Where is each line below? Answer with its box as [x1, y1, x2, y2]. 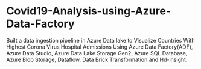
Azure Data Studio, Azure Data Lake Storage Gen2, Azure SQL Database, [6, 49, 188, 56]
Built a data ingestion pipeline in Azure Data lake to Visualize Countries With [6, 37, 195, 44]
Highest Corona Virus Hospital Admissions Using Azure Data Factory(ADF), [6, 43, 193, 50]
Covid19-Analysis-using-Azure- [6, 4, 171, 18]
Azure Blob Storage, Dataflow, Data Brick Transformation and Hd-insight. [6, 56, 188, 63]
